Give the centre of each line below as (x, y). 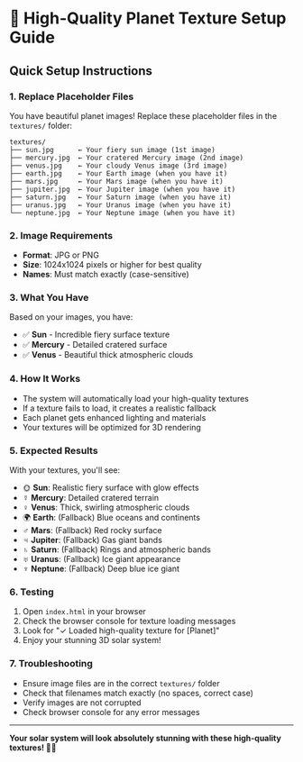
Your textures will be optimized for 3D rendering (111, 427)
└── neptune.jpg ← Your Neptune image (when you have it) (123, 213)
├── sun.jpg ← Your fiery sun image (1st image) (113, 150)
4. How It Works (45, 379)
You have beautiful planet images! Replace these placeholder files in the (143, 115)
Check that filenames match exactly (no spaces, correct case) (138, 693)
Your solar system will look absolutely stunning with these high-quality (145, 738)
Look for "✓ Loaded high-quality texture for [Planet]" (121, 630)
